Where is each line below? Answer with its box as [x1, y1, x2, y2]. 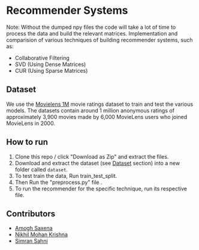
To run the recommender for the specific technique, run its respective [14, 184, 188, 192]
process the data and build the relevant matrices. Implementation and [6, 29, 178, 37]
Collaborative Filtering [14, 54, 70, 61]
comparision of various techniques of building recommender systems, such [6, 36, 193, 43]
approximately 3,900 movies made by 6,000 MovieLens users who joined [6, 113, 188, 120]
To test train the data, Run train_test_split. [14, 172, 117, 179]
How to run [6, 137, 49, 147]
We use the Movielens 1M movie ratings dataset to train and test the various [6, 100, 194, 108]
